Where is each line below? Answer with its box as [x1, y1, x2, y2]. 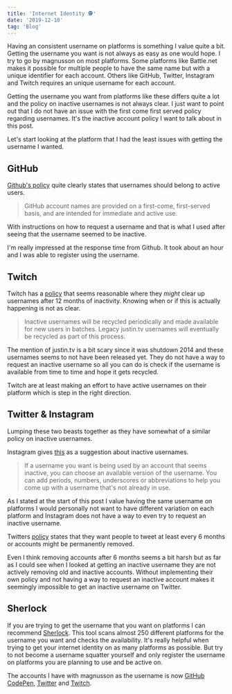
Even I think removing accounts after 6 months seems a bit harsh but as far [7, 553, 222, 562]
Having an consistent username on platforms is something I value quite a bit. [7, 42, 226, 51]
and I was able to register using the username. [7, 251, 140, 259]
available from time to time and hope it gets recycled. [7, 368, 159, 376]
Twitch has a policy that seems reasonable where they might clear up [7, 289, 206, 297]
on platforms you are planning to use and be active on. [7, 658, 163, 666]
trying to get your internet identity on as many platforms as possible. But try [7, 643, 223, 652]
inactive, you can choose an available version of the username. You [24, 469, 217, 477]
